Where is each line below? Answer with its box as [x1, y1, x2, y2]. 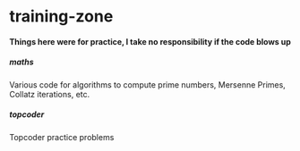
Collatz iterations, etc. [9, 88, 90, 99]
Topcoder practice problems [9, 131, 115, 142]
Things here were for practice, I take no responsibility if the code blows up [9, 36, 291, 46]
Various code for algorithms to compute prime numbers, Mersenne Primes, [9, 79, 287, 90]
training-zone [9, 6, 114, 27]
